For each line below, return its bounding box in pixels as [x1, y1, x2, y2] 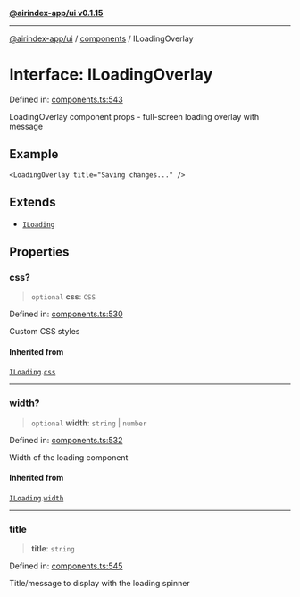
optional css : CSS [30, 291, 96, 302]
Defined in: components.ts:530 [9, 308, 123, 320]
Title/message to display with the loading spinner [9, 578, 190, 589]
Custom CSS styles [9, 326, 80, 337]
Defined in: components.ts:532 [9, 434, 123, 445]
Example [9, 147, 59, 162]
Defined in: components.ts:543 [9, 94, 123, 105]
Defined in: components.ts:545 [9, 560, 123, 571]
